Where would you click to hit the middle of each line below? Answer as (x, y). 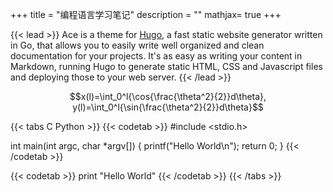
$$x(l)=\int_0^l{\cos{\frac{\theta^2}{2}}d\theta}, (168, 96)
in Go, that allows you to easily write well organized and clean (137, 45)
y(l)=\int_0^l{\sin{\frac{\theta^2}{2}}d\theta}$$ (168, 107)
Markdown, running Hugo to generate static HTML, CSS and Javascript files (166, 66)
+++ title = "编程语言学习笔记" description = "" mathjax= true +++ (146, 14)
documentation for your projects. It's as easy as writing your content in (156, 56)
